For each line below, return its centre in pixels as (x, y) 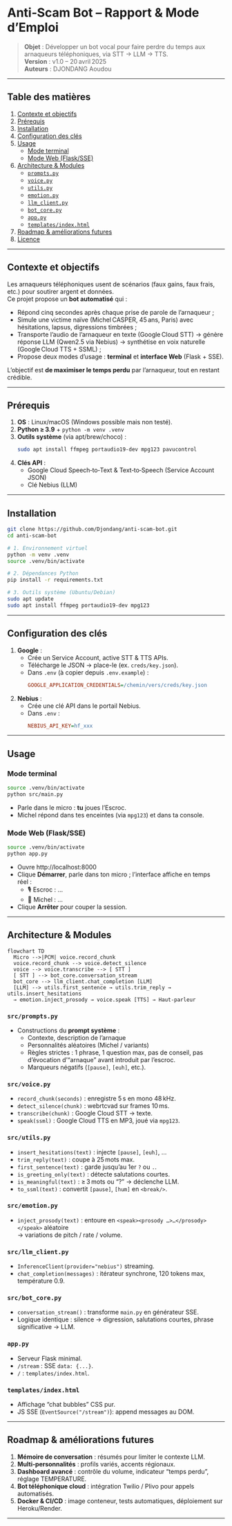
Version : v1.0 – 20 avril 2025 (65, 61)
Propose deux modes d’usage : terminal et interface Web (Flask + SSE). (120, 356)
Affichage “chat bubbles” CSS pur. (66, 1405)
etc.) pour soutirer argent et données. (60, 291)
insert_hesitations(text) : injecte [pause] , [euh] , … (92, 1152)
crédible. (20, 377)
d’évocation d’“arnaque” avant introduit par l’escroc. (101, 1059)
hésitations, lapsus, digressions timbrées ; (77, 327)
